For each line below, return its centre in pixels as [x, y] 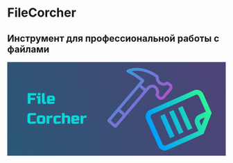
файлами [28, 49]
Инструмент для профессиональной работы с [113, 38]
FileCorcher [42, 13]
